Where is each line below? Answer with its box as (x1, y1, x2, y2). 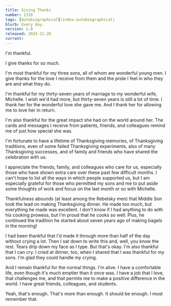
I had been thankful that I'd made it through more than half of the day (5, 232, 151, 238)
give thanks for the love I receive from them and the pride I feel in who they (5, 75, 163, 81)
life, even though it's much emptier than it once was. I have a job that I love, (5, 270, 164, 276)
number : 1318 (5, 12, 33, 17)
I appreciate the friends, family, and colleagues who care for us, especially (5, 164, 162, 170)
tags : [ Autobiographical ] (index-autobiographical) (5, 17, 115, 22)
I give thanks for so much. (5, 60, 60, 66)
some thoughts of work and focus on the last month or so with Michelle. (5, 185, 157, 192)
